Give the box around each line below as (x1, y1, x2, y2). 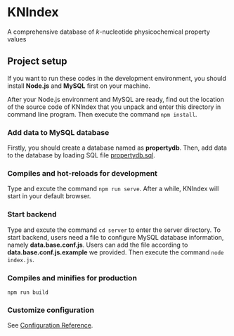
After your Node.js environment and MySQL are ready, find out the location (7, 95, 225, 103)
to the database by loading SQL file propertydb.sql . (7, 151, 156, 160)
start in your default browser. (7, 192, 91, 200)
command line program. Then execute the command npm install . (7, 110, 197, 118)
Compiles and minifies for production (7, 273, 137, 283)
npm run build (7, 289, 49, 296)
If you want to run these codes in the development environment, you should (7, 74, 226, 82)
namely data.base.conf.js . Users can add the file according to (7, 240, 188, 249)
